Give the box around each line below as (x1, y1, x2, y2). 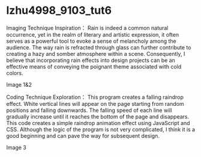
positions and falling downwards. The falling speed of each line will (6, 106, 172, 114)
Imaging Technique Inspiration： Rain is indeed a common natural (6, 24, 169, 31)
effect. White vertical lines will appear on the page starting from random (6, 100, 184, 107)
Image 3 (6, 144, 27, 151)
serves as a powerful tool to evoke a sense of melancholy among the (6, 37, 176, 45)
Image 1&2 (6, 81, 32, 88)
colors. (6, 69, 23, 76)
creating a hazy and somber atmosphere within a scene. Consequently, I (6, 50, 185, 57)
